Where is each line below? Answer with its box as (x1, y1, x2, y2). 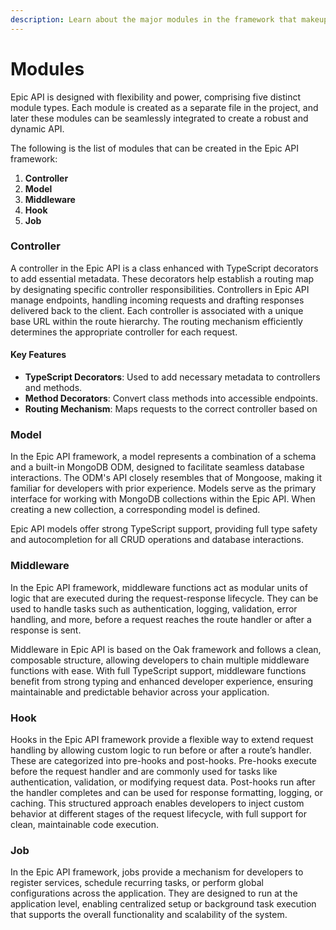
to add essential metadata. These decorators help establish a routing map (10, 272, 315, 285)
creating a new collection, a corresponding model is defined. (10, 504, 261, 516)
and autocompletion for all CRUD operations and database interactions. (10, 534, 304, 546)
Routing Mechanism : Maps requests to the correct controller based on (24, 403, 318, 415)
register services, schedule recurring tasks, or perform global (10, 877, 264, 889)
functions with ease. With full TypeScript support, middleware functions (10, 664, 307, 676)
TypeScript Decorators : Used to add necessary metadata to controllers (24, 371, 321, 383)
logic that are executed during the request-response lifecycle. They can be (10, 592, 319, 604)
